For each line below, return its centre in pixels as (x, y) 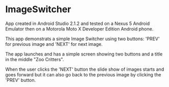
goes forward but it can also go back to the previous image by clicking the (83, 74)
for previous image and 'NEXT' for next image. (54, 44)
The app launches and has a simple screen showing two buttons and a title (84, 54)
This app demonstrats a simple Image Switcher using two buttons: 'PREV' (82, 39)
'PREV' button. (20, 80)
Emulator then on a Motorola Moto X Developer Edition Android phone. (79, 28)
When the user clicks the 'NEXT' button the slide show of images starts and (85, 69)
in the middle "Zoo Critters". (35, 59)
